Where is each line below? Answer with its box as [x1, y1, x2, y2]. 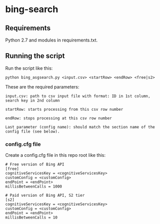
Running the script [5, 52, 65, 60]
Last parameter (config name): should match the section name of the [5, 124, 155, 129]
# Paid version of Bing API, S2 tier [5, 193, 85, 198]
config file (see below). [5, 129, 60, 134]
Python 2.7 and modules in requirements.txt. [5, 37, 98, 43]
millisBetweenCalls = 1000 [5, 184, 62, 189]
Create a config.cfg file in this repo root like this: [5, 152, 106, 158]
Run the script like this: [5, 65, 53, 71]
